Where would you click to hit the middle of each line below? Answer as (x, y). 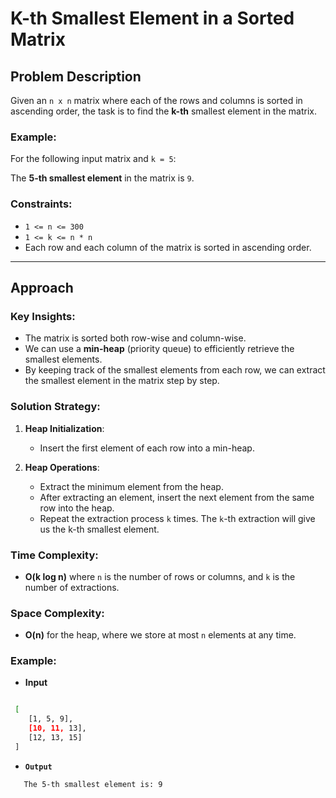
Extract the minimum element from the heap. (131, 486)
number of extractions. (72, 587)
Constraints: (41, 204)
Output (38, 767)
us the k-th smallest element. (99, 529)
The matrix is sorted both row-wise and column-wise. (135, 338)
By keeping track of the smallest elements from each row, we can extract (175, 370)
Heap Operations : (62, 467)
